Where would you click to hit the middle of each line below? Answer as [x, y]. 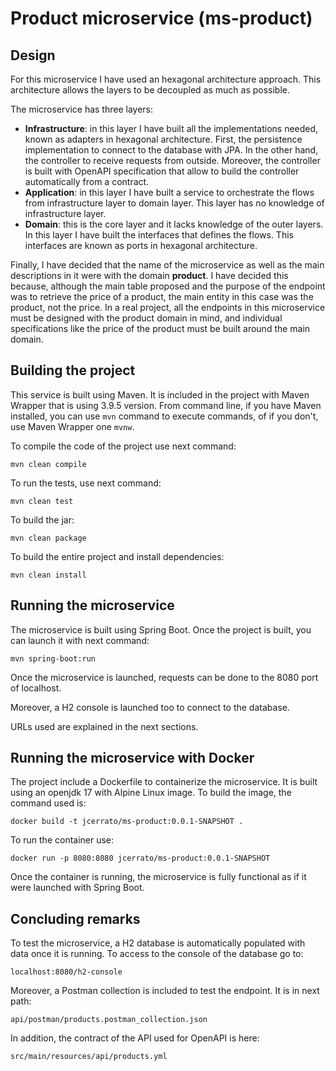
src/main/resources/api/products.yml [89, 1057]
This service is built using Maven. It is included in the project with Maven [160, 394]
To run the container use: [62, 840]
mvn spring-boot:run [53, 658]
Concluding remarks [75, 918]
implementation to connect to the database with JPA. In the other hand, [171, 150]
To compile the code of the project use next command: [123, 446]
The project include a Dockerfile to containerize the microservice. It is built [164, 782]
